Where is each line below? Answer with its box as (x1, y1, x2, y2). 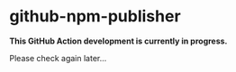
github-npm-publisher (9, 6, 182, 27)
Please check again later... (9, 52, 107, 63)
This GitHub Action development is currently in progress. (9, 36, 228, 46)
